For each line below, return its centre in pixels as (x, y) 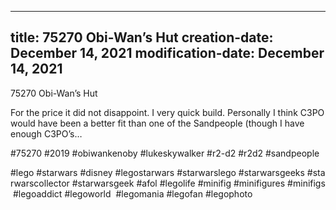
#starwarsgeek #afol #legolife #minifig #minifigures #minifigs (198, 183)
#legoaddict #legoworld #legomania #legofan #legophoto (132, 193)
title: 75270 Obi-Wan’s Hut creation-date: (142, 37)
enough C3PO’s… (46, 133)
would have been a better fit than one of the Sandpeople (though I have (157, 123)
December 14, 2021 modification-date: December (167, 53)
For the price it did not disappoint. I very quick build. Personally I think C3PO (167, 112)
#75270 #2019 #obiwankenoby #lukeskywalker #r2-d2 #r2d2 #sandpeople (165, 153)
